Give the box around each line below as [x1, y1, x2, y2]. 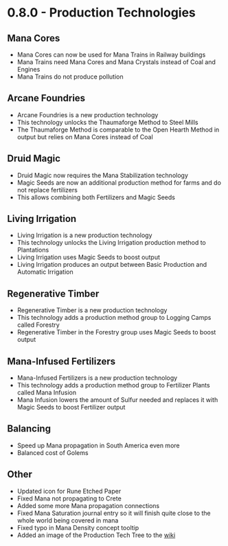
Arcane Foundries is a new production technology [16, 110, 159, 119]
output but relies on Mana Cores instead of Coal [16, 132, 153, 141]
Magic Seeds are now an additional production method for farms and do [16, 178, 222, 187]
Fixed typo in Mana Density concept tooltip [16, 523, 139, 532]
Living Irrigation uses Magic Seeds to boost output [16, 253, 160, 261]
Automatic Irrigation [16, 267, 73, 276]
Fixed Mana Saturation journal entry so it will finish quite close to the [16, 509, 211, 517]
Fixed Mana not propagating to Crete [16, 494, 122, 503]
